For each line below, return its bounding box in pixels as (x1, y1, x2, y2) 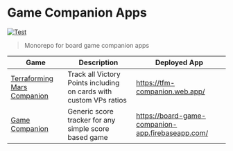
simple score (67, 123, 110, 133)
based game (67, 132, 109, 142)
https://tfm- (136, 78, 175, 87)
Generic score (67, 106, 114, 116)
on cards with (67, 87, 112, 96)
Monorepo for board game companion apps (24, 41, 150, 49)
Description (78, 57, 119, 67)
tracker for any (67, 115, 116, 125)
